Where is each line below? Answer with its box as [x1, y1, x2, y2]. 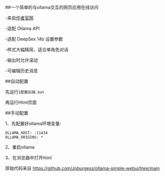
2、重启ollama [5, 144, 35, 150]
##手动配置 [5, 110, 28, 116]
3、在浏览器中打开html [5, 155, 52, 161]
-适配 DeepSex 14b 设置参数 [5, 36, 63, 42]
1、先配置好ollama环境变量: [5, 121, 61, 126]
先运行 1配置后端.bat [5, 89, 45, 94]
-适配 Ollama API [5, 25, 40, 31]
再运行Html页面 [5, 99, 37, 105]
